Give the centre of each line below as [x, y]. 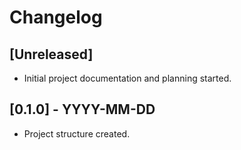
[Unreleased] [51, 54]
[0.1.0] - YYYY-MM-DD [82, 109]
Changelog [56, 17]
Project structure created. [77, 133]
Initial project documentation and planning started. [127, 78]
